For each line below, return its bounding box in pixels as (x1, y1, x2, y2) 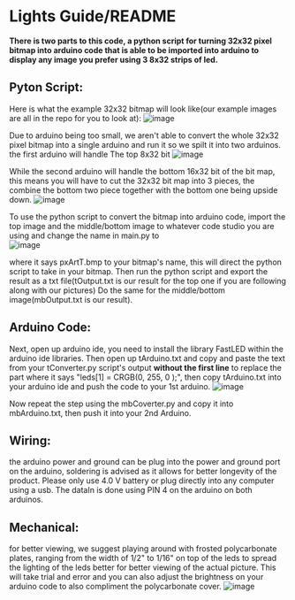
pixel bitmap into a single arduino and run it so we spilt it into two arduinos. (9, 139, 281, 150)
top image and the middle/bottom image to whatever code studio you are (9, 220, 275, 231)
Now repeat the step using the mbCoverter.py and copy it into (9, 398, 234, 409)
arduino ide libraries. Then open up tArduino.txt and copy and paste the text (9, 352, 285, 364)
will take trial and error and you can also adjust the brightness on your (9, 572, 264, 582)
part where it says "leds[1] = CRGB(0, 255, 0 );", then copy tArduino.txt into (9, 372, 282, 382)
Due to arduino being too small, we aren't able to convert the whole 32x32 (9, 130, 280, 141)
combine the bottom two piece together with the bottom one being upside (9, 184, 278, 196)
